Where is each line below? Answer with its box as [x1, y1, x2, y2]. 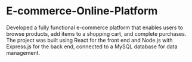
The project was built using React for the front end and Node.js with [6, 36, 173, 44]
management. [6, 49, 41, 56]
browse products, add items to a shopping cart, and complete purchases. [6, 30, 187, 37]
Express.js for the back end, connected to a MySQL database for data [6, 43, 178, 50]
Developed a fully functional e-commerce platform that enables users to [6, 24, 184, 31]
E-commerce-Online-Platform [6, 4, 158, 18]
